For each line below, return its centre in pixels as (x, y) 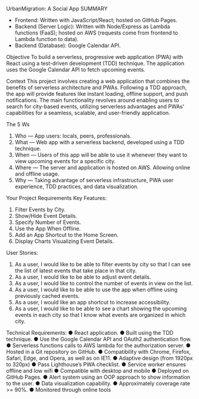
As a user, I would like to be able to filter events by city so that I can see (103, 264)
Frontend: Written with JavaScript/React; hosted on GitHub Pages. (96, 20)
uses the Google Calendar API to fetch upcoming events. (76, 70)
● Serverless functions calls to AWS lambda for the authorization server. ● (99, 345)
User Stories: (22, 253)
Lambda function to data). (46, 39)
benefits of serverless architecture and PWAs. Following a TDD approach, (97, 88)
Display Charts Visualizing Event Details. (64, 241)
